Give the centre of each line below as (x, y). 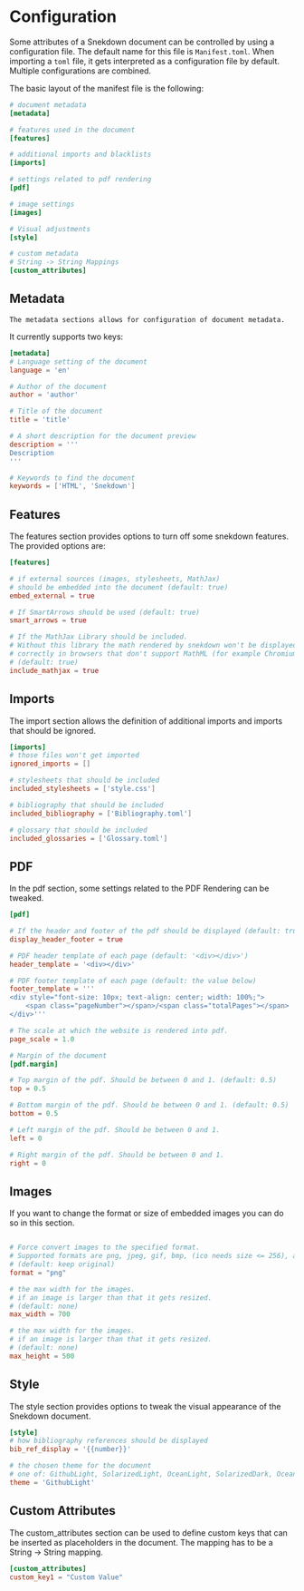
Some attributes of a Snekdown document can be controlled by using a (142, 42)
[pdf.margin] (34, 1064)
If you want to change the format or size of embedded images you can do (147, 1214)
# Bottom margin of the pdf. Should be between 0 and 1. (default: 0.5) (149, 1105)
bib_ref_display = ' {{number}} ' (70, 1449)
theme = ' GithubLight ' (52, 1482)
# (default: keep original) (62, 1264)
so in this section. (42, 1223)
